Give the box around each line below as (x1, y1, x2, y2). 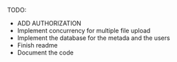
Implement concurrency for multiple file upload (17, 27, 151, 34)
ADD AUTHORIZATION (17, 19, 81, 27)
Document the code (17, 48, 74, 56)
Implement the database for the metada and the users (17, 34, 170, 42)
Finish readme (17, 41, 58, 49)
